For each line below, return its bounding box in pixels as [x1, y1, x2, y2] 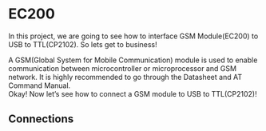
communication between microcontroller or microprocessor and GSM [8, 63, 237, 73]
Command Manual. [8, 81, 71, 90]
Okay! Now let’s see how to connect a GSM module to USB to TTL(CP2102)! [8, 89, 257, 98]
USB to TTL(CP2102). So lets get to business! [8, 39, 157, 49]
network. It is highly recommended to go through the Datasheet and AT [8, 72, 242, 81]
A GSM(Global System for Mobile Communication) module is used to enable [8, 55, 258, 65]
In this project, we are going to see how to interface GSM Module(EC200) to [8, 31, 259, 41]
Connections [8, 113, 74, 126]
